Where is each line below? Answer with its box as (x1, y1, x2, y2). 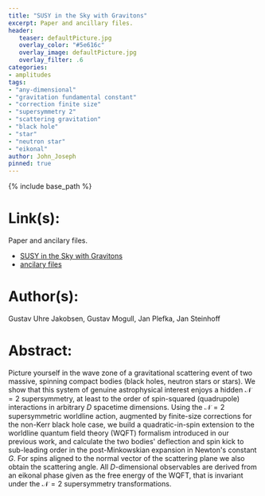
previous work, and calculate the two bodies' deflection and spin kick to (8, 436, 244, 446)
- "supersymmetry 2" (8, 108, 77, 116)
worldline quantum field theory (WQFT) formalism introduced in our (8, 428, 229, 438)
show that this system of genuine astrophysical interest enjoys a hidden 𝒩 (8, 385, 252, 394)
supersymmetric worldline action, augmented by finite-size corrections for (8, 411, 252, 420)
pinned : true (8, 160, 52, 168)
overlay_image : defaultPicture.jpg (18, 49, 137, 57)
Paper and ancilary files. (8, 236, 88, 245)
